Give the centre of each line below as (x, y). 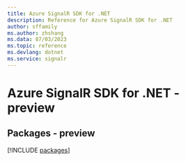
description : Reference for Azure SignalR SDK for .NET (90, 20)
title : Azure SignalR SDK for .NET (59, 14)
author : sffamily (32, 26)
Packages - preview (51, 134)
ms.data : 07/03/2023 (37, 40)
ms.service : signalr (37, 59)
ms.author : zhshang (36, 33)
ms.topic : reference (37, 46)
